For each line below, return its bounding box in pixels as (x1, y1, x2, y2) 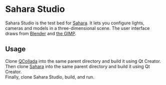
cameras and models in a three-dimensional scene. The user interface (5, 25, 150, 31)
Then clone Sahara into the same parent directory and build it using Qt (5, 63, 150, 69)
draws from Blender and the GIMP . (5, 30, 76, 36)
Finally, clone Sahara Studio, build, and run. (5, 74, 94, 80)
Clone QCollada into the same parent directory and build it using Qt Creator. (5, 58, 161, 64)
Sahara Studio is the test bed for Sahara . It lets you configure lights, (5, 20, 144, 26)
